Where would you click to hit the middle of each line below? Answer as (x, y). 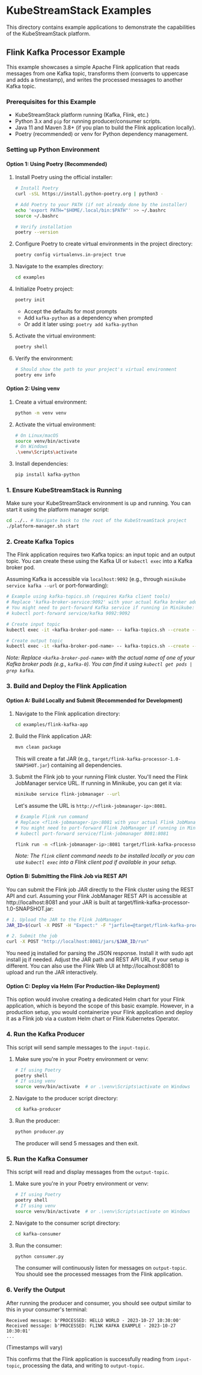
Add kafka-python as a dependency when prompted (88, 318)
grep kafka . (20, 671)
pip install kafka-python (47, 475)
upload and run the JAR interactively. (52, 973)
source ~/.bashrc (37, 216)
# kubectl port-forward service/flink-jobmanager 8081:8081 (92, 834)
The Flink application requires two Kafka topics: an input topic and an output (101, 555)
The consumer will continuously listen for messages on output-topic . (101, 1268)
